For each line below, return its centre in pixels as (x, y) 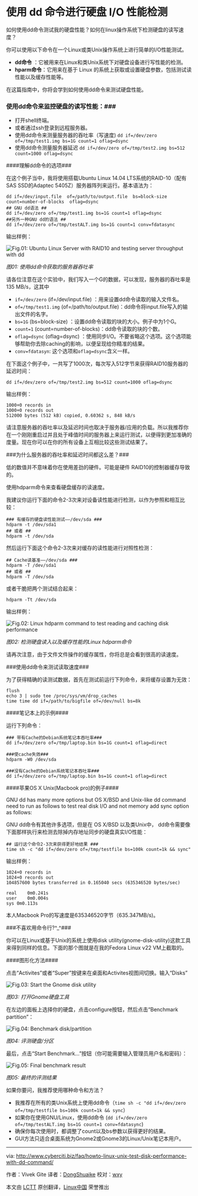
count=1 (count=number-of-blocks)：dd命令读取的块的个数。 (89, 329)
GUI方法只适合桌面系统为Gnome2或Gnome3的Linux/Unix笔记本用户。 (99, 1139)
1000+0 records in (29, 405)
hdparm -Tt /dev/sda (32, 600)
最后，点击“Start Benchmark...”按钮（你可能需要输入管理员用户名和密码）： (97, 1053)
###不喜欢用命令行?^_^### (39, 928)
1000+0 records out (30, 411)
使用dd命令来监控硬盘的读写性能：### (61, 106)
